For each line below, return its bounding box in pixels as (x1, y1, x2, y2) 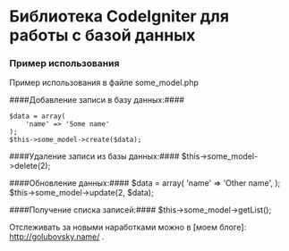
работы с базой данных (9, 25, 196, 46)
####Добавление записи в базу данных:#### (9, 95, 185, 105)
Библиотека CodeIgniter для (9, 6, 230, 27)
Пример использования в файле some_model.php (9, 78, 199, 88)
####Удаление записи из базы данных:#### (9, 151, 180, 162)
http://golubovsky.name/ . (9, 231, 105, 242)
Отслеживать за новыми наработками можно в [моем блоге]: (9, 222, 247, 233)
